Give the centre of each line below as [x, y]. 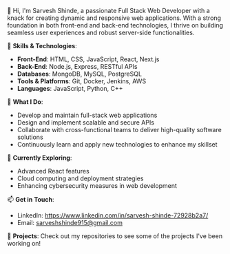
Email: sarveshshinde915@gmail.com [70, 223]
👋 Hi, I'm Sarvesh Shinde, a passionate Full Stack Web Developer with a [108, 11]
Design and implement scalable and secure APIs [86, 123]
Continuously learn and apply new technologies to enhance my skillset [117, 144]
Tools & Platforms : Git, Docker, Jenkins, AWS [82, 81]
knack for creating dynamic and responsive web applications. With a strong [114, 18]
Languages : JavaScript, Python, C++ [70, 88]
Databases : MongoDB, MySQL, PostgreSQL [80, 74]
